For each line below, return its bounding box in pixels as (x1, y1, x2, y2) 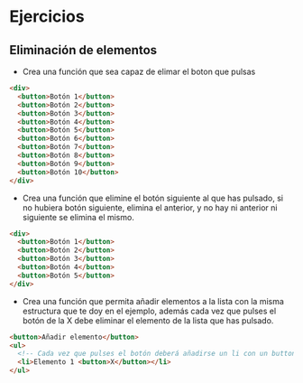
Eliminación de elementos (9, 42, 158, 58)
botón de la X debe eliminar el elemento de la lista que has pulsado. (22, 314, 274, 326)
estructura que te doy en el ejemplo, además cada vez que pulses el (22, 305, 277, 316)
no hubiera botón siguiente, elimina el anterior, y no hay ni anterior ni (22, 201, 278, 213)
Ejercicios (9, 6, 85, 27)
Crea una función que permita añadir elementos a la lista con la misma (22, 295, 284, 306)
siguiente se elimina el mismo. (22, 211, 135, 222)
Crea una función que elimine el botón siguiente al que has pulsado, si (22, 192, 284, 203)
